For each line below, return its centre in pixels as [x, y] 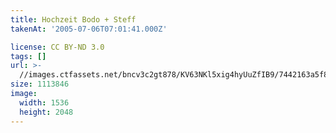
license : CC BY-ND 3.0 [57, 47]
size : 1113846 [40, 84]
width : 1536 [44, 102]
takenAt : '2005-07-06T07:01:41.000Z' [89, 29]
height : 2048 [46, 112]
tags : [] [28, 56]
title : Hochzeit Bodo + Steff [73, 19]
